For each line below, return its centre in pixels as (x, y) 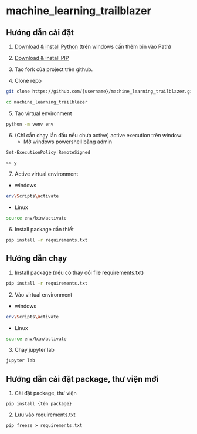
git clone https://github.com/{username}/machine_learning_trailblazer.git (101, 92)
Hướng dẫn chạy (37, 259)
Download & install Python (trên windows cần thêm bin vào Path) (93, 46)
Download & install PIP (42, 58)
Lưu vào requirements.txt (45, 415)
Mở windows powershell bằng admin (68, 142)
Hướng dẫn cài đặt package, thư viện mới (82, 379)
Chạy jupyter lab (34, 350)
